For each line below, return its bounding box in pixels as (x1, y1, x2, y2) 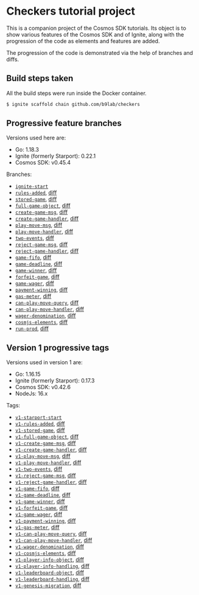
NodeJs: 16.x (15, 390, 48, 397)
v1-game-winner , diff (15, 498, 65, 505)
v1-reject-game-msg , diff (15, 472, 76, 479)
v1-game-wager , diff (15, 510, 63, 518)
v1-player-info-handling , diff (15, 562, 90, 570)
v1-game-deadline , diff (15, 491, 71, 499)
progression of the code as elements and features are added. (6, 37, 160, 44)
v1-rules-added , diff (15, 420, 65, 428)
